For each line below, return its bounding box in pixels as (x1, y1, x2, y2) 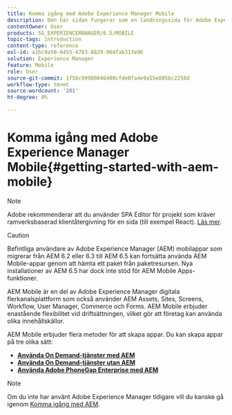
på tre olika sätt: (7, 337, 53, 346)
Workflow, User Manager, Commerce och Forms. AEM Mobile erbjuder (7, 302, 209, 310)
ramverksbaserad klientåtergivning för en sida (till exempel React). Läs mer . (7, 218, 222, 226)
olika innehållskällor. (7, 317, 65, 325)
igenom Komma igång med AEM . (7, 400, 100, 408)
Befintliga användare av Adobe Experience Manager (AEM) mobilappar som (7, 244, 222, 253)
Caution (7, 231, 30, 239)
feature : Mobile (7, 62, 54, 69)
